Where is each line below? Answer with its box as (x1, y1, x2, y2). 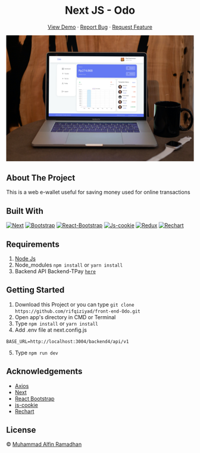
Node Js (14, 255, 36, 262)
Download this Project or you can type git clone (14, 301, 135, 308)
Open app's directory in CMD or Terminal (14, 313, 116, 320)
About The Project (6, 173, 76, 183)
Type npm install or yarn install (14, 320, 98, 327)
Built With (6, 206, 43, 216)
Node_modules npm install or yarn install (14, 261, 123, 269)
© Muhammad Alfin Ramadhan (6, 440, 82, 448)
